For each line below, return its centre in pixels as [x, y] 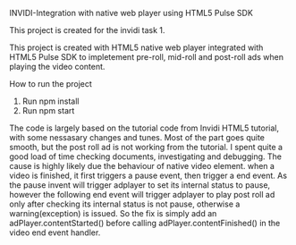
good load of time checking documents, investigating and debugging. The [145, 156]
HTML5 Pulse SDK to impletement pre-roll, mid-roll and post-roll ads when [147, 57]
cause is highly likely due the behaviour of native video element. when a [142, 166]
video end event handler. [55, 232]
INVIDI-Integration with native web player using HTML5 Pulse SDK [131, 13]
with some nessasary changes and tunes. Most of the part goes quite [137, 137]
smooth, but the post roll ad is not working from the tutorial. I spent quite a [146, 147]
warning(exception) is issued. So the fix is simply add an [113, 213]
